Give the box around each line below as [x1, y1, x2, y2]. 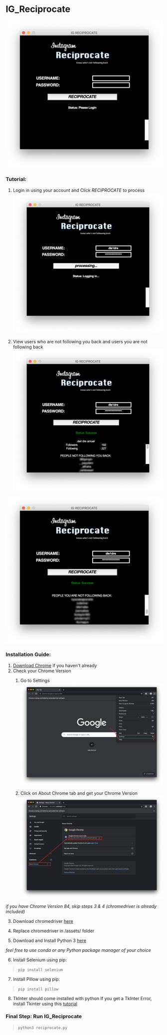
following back [12, 344, 43, 350]
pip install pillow [17, 987, 59, 992]
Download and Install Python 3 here [12, 937, 87, 943]
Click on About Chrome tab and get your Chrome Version [20, 790, 138, 796]
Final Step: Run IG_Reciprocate [5, 1013, 82, 1020]
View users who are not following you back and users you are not [12, 338, 148, 344]
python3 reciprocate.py [17, 1025, 68, 1030]
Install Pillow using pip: [12, 976, 60, 982]
